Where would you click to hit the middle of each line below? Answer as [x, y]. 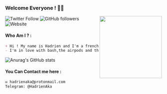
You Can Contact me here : [33, 71]
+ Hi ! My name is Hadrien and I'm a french [52, 46]
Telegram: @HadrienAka [29, 87]
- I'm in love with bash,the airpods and [49, 51]
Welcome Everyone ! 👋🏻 [35, 8]
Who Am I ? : [18, 35]
